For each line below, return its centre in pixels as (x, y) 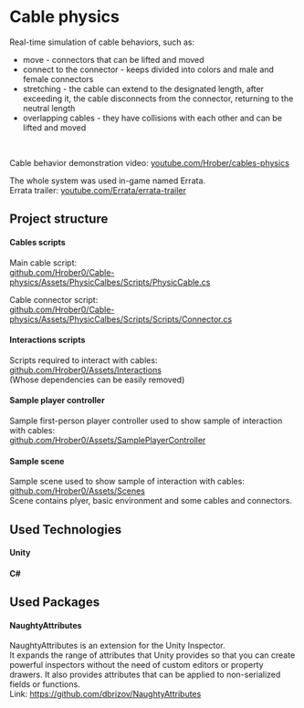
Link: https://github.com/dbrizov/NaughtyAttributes (105, 694)
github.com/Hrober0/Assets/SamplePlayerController (108, 440)
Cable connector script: (54, 299)
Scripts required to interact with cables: (84, 360)
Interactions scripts (47, 340)
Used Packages (55, 603)
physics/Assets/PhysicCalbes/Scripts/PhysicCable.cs (110, 282)
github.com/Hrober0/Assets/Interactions (86, 370)
